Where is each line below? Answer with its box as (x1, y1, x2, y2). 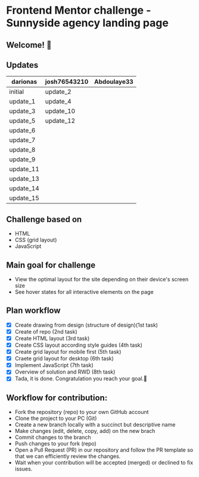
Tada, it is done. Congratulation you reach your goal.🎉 (14, 375, 148, 382)
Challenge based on (6, 214, 82, 224)
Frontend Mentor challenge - (6, 4, 151, 17)
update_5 (9, 117, 36, 125)
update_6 (9, 126, 36, 134)
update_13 (9, 175, 40, 183)
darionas (11, 78, 38, 86)
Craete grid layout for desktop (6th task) (14, 355, 114, 362)
